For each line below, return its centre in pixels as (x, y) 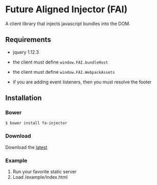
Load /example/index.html (40, 177)
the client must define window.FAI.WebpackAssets (64, 72)
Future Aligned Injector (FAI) (66, 9)
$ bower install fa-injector (36, 123)
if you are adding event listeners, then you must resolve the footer (82, 82)
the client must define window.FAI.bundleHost (60, 62)
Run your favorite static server (44, 172)
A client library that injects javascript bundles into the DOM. (68, 24)
